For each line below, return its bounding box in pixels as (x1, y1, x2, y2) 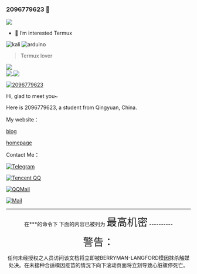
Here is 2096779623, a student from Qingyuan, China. (6, 104, 137, 111)
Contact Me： (6, 151, 40, 158)
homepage (6, 139, 32, 146)
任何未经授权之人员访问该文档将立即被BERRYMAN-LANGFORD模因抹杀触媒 (7, 255, 190, 262)
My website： (6, 116, 39, 123)
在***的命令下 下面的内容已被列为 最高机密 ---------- (24, 216, 173, 229)
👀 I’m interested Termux (14, 29, 72, 37)
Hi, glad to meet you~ (6, 93, 58, 100)
